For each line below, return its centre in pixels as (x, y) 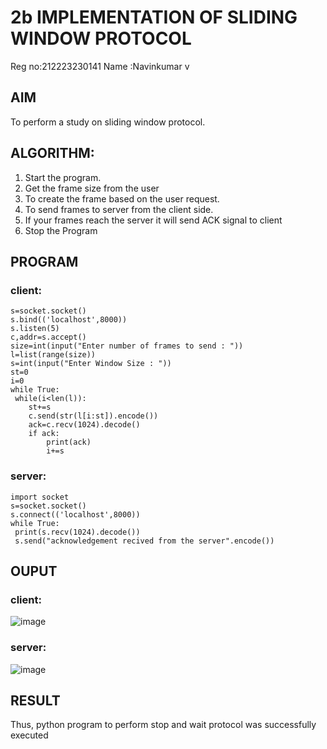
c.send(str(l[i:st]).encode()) (93, 416)
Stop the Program (61, 230)
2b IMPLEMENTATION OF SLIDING (154, 17)
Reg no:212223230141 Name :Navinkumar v (100, 66)
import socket (40, 497)
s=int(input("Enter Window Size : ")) (91, 364)
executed (29, 735)
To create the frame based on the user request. (122, 198)
